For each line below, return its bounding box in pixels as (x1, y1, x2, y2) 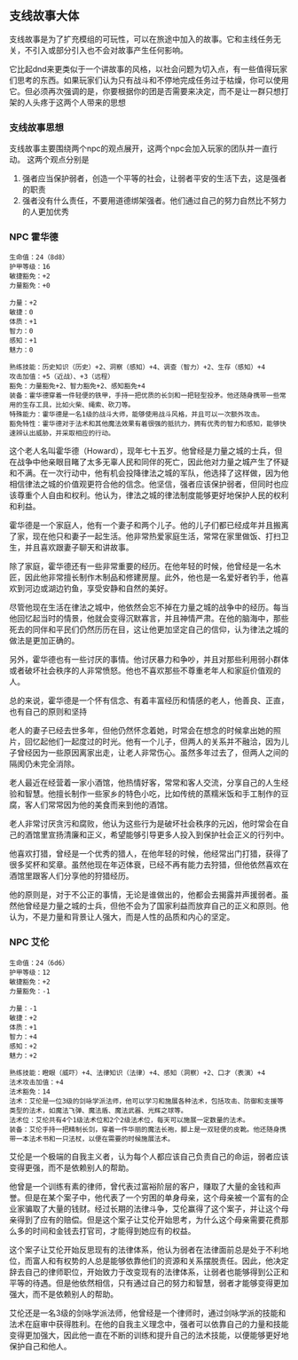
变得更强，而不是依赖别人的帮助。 (9, 1162, 134, 1173)
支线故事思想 (9, 121, 65, 133)
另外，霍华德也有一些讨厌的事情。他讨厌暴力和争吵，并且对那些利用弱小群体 (9, 654, 289, 665)
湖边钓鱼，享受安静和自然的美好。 (47, 583, 173, 594)
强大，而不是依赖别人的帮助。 (9, 1288, 118, 1299)
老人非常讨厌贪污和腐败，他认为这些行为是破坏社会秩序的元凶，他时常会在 (9, 818, 281, 829)
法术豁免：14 (9, 1087, 51, 1096)
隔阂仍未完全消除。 (9, 758, 80, 770)
